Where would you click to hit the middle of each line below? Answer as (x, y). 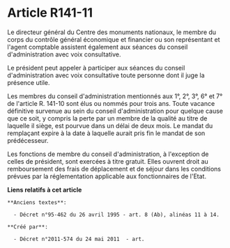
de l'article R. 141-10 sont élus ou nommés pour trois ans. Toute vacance (111, 103)
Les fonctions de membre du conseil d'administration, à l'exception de (108, 154)
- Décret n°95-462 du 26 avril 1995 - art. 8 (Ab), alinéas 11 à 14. (116, 215)
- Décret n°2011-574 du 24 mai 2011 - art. (79, 239)
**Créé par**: (28, 227)
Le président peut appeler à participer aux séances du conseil (96, 68)
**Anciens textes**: (37, 202)
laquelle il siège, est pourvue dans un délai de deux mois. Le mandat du (110, 125)
